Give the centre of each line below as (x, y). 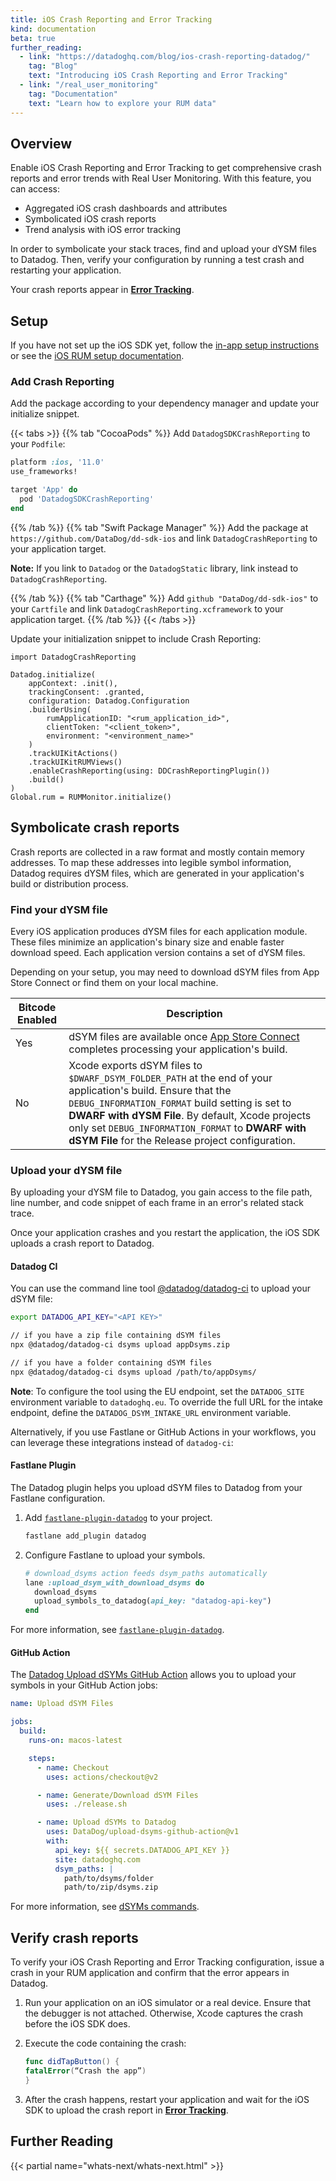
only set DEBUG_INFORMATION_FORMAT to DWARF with (187, 1128)
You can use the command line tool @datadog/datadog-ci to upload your (161, 1288)
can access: (35, 189)
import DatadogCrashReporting (73, 657)
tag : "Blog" (53, 66)
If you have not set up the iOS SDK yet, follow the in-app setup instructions (165, 345)
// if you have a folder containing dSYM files (111, 1363)
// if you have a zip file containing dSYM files (116, 1336)
